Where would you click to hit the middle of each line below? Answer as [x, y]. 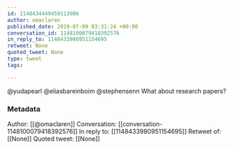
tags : [15, 65]
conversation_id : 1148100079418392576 [63, 33]
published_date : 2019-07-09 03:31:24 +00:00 [73, 26]
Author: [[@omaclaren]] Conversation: [62, 124]
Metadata [24, 109]
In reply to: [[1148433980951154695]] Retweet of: [150, 131]
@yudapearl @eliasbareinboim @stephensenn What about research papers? [117, 91]
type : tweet [24, 59]
